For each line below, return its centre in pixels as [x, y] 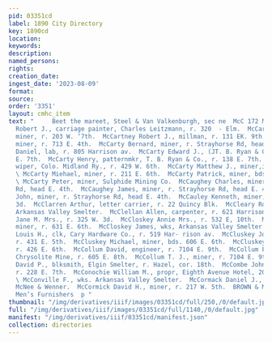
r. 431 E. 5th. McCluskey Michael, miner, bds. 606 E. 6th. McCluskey [141, 242]
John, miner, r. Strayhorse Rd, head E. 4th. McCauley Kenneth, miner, [141, 197]
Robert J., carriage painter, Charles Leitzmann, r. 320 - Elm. [128, 129]
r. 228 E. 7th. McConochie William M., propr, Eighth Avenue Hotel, [135, 272]
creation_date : [34, 76]
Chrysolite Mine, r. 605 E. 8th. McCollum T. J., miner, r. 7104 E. [135, 257]
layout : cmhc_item [39, 114]
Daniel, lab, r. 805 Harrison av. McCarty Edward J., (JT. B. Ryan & [137, 152]
